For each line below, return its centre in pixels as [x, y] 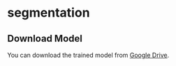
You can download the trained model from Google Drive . [88, 55]
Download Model [45, 39]
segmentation [49, 13]
